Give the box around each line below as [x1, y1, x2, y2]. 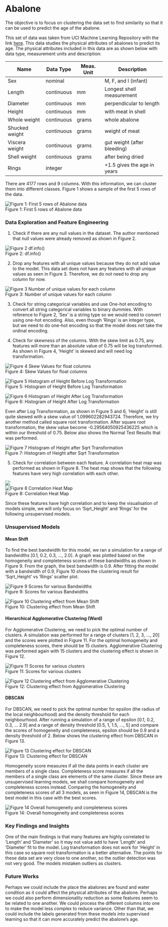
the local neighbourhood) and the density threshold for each [5, 711, 130, 717]
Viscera [7, 139, 26, 146]
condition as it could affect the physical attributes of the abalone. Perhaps [5, 889, 157, 896]
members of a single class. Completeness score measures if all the [5, 768, 143, 774]
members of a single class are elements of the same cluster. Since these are [5, 773, 162, 779]
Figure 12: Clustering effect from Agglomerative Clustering [5, 683, 125, 689]
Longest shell [104, 85, 136, 92]
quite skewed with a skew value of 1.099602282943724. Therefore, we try [5, 414, 159, 420]
